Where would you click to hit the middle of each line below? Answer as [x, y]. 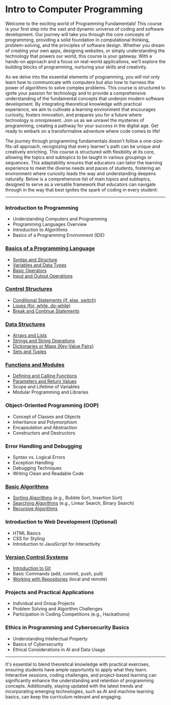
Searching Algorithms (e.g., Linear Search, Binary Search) [73, 503]
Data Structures [25, 324]
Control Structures [29, 289]
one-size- [153, 141]
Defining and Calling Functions [45, 376]
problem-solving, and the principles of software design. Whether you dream [85, 45]
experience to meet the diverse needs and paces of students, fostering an [83, 168]
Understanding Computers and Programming [60, 219]
